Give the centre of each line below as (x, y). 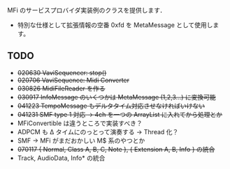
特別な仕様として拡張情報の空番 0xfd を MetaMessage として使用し (115, 25)
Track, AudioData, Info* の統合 (61, 158)
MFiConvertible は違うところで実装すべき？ (80, 123)
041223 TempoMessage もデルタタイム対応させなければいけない (111, 106)
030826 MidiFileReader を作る (62, 88)
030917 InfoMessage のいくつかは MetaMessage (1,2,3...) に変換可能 (117, 97)
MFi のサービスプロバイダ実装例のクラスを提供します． (87, 10)
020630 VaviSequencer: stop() (62, 72)
